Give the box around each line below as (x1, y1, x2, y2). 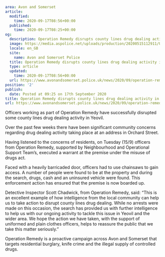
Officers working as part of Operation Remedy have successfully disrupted (5, 110, 157, 116)
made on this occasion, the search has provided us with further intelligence (5, 205, 158, 211)
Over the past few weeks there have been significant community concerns (5, 125, 156, 130)
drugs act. (5, 155, 26, 161)
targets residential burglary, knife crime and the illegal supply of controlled (5, 241, 156, 247)
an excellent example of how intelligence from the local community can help (5, 195, 159, 201)
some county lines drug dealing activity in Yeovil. (5, 115, 104, 121)
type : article (9, 64, 38, 69)
